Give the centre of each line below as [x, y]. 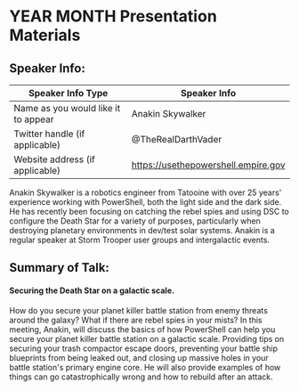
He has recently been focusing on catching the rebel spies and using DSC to [149, 212]
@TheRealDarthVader [177, 139]
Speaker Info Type [68, 93]
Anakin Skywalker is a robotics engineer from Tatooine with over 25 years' [145, 192]
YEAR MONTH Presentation [113, 16]
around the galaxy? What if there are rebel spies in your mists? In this [136, 320]
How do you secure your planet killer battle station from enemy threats [139, 310]
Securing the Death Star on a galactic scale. [92, 290]
